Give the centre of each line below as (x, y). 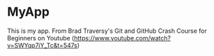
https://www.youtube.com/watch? (122, 38)
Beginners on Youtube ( (41, 38)
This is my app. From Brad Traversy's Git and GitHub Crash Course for (107, 31)
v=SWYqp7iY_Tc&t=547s (42, 45)
